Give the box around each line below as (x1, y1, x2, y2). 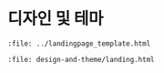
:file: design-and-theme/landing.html (7, 55, 155, 64)
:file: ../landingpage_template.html (7, 38, 151, 48)
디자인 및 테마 (7, 8, 104, 29)
